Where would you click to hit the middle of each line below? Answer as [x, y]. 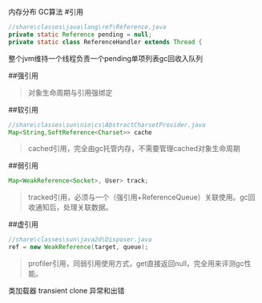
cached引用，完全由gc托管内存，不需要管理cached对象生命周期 [134, 149]
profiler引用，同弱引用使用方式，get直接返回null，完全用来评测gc [136, 263]
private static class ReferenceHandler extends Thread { [105, 42]
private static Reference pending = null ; [80, 35]
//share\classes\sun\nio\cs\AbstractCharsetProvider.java [107, 125]
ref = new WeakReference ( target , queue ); [79, 248]
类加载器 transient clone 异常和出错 [67, 291]
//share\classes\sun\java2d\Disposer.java [80, 240]
